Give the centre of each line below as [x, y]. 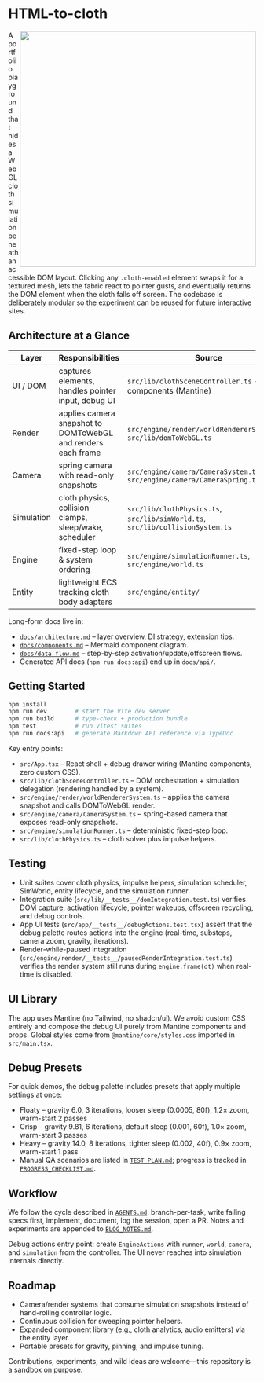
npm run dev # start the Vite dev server [89, 712]
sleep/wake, [81, 527]
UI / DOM [29, 386]
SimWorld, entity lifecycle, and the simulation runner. [104, 891]
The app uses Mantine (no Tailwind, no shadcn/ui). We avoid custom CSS [127, 1017]
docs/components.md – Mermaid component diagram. [104, 644]
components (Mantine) [169, 390]
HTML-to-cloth [58, 14]
